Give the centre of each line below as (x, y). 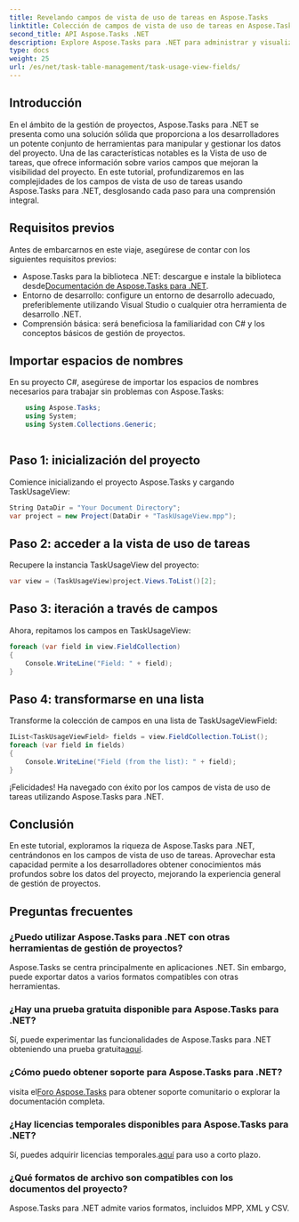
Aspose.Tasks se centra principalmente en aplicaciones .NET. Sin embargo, (148, 968)
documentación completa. (57, 1101)
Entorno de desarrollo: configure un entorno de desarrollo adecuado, (149, 295)
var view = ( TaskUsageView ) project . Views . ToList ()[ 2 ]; (113, 582)
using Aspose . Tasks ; (63, 408)
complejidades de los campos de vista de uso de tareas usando (126, 181)
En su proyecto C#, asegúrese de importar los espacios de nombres (134, 382)
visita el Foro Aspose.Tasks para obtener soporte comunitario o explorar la (145, 1091)
